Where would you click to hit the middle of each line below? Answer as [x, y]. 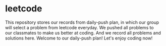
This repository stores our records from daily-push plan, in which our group [82, 22]
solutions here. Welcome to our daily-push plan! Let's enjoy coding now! [79, 38]
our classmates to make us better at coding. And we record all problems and [83, 33]
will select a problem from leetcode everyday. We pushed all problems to [80, 27]
